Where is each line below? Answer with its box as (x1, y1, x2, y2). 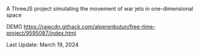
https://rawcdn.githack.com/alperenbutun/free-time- (23, 23, 156, 30)
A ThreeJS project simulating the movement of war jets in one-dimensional (6, 5, 194, 12)
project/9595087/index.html (6, 29, 76, 37)
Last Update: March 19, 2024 (6, 41, 79, 48)
